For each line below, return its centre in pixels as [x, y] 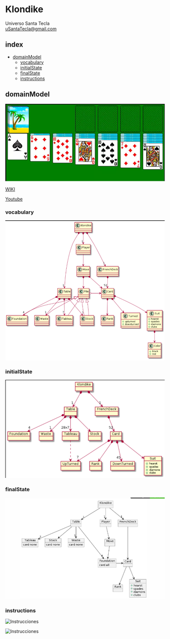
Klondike [24, 9]
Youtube [14, 199]
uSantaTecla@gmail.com [31, 28]
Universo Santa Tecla [27, 23]
